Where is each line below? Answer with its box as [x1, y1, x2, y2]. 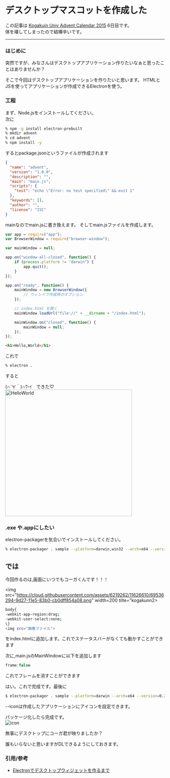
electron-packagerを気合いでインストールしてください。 [5, 536, 124, 542]
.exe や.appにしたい [5, 524, 55, 531]
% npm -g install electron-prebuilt [5, 126, 82, 131]
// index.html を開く [14, 306, 58, 312]
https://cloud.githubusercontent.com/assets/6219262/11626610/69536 [17, 592, 164, 598]
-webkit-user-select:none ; [5, 616, 62, 621]
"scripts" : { [10, 183, 37, 189]
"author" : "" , [10, 202, 39, 208]
